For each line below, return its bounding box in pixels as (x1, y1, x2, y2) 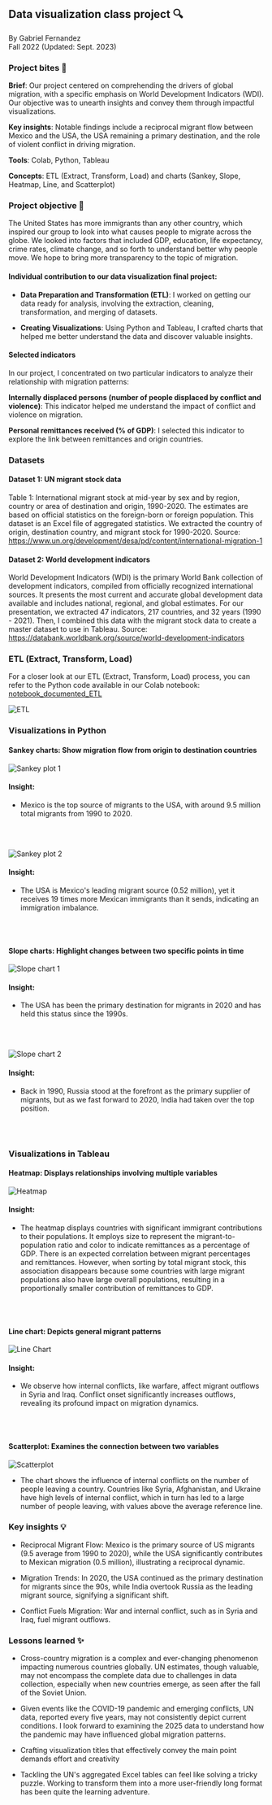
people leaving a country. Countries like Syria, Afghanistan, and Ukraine (19, 1484, 261, 1494)
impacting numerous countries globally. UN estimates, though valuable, (19, 1662, 260, 1672)
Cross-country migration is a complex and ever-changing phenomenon (19, 1654, 258, 1664)
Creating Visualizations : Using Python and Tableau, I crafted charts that (19, 323, 264, 333)
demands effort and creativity (19, 1754, 120, 1764)
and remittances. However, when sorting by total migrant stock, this (19, 1257, 247, 1267)
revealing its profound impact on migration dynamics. (19, 1398, 199, 1408)
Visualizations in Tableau (8, 1148, 110, 1159)
